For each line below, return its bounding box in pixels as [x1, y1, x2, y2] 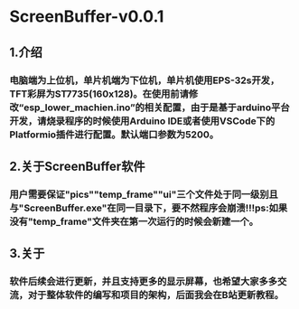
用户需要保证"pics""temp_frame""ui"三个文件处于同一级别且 [9, 188, 278, 201]
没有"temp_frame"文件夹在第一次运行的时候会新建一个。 [9, 215, 259, 228]
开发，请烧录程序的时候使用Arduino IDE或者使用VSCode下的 [9, 115, 276, 127]
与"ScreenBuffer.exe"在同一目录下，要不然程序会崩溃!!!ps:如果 [9, 201, 288, 214]
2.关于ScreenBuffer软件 [9, 158, 145, 173]
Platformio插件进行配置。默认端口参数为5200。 [9, 128, 220, 141]
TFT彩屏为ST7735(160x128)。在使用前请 [9, 88, 190, 100]
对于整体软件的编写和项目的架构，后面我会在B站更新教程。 [27, 289, 285, 302]
